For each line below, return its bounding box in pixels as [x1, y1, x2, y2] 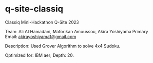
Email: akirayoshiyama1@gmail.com [5, 34, 76, 39]
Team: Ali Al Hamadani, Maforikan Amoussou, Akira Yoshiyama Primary [5, 28, 149, 34]
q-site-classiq [5, 3, 63, 14]
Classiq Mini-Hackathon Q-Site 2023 [5, 19, 79, 25]
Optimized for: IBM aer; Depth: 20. [5, 52, 74, 58]
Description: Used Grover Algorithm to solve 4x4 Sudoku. [5, 43, 121, 49]
